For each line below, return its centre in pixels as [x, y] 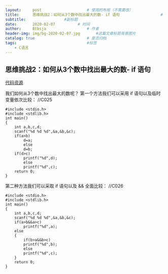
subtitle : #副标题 [41, 19]
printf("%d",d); [40, 158]
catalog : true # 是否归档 [56, 39]
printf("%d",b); [40, 245]
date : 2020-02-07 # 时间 [48, 24]
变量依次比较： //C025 [29, 100]
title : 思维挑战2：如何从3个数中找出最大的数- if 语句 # [84, 15]
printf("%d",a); [40, 227]
